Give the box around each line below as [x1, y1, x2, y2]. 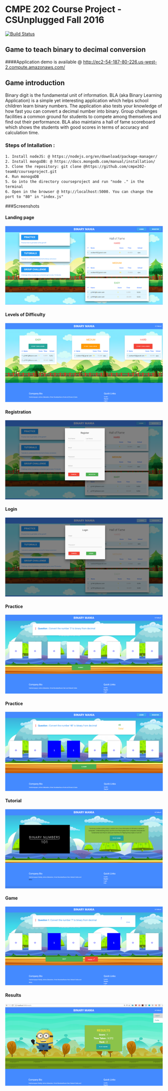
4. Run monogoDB [5, 174, 39, 179]
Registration [5, 409, 31, 415]
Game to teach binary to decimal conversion [5, 45, 146, 54]
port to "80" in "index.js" [5, 194, 64, 199]
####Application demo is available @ [5, 59, 82, 65]
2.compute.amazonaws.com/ [5, 64, 65, 70]
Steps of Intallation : [5, 142, 55, 149]
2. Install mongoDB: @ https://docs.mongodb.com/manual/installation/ [5, 159, 155, 164]
